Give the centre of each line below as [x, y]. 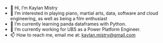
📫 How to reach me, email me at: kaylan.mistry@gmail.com [73, 35]
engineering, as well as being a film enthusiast [59, 18]
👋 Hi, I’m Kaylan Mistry [34, 8]
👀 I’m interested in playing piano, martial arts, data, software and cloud [84, 13]
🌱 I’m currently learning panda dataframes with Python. [68, 24]
